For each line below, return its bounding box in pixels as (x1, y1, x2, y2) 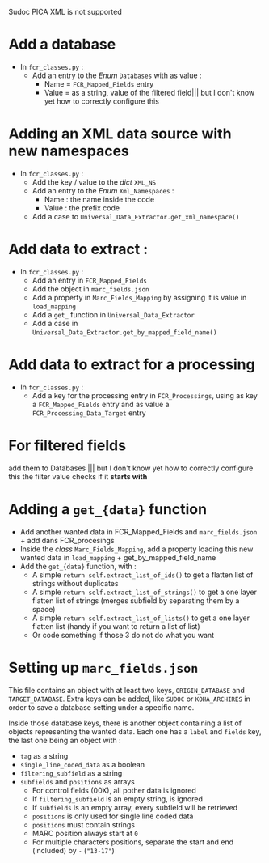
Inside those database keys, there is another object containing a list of (8, 718, 242, 728)
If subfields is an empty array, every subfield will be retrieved (32, 802, 238, 812)
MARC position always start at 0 (32, 828, 139, 838)
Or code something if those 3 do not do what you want (32, 630, 215, 640)
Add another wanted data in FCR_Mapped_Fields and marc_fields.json (19, 526, 258, 537)
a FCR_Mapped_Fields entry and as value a (32, 399, 170, 409)
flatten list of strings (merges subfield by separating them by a (32, 595, 240, 606)
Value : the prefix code (44, 202, 120, 213)
